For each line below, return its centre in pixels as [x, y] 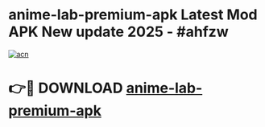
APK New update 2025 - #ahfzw [118, 32]
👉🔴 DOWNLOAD [66, 88]
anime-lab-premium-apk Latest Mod [133, 15]
